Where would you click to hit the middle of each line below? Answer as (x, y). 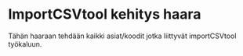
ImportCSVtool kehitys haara (105, 14)
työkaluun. (25, 44)
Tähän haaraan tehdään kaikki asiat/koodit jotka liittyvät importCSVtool (122, 36)
